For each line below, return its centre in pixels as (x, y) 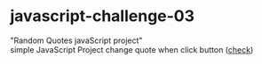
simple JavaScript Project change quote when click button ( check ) (132, 49)
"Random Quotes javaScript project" (76, 40)
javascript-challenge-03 (102, 16)
